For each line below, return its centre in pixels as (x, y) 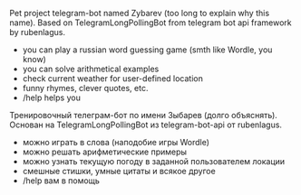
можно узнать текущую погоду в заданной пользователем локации (154, 161)
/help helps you (52, 97)
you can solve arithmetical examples (91, 69)
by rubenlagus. (38, 32)
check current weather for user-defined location (113, 79)
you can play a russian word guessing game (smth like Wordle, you (147, 50)
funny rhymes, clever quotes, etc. (85, 88)
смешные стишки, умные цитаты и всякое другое (119, 171)
